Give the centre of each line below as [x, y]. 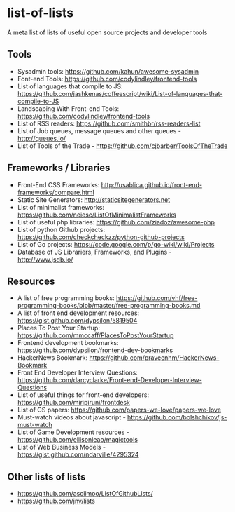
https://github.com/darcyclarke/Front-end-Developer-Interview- [110, 380]
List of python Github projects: [61, 229]
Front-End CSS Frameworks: [58, 184]
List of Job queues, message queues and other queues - [99, 130]
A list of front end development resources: [78, 313]
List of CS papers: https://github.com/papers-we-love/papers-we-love [119, 410]
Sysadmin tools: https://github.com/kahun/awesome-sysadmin [108, 71]
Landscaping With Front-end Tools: [68, 108]
